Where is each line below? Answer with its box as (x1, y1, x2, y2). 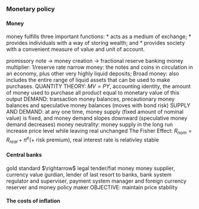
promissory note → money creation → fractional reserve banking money (6, 57, 183, 65)
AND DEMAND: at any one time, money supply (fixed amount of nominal (6, 108, 184, 116)
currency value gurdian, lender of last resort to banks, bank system (6, 171, 172, 178)
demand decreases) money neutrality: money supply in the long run (6, 121, 173, 128)
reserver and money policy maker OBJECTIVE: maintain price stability (6, 183, 178, 190)
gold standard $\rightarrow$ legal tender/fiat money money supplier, (6, 164, 175, 172)
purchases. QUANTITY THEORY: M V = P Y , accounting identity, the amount (6, 83, 191, 90)
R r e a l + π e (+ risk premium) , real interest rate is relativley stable (6, 135, 160, 145)
